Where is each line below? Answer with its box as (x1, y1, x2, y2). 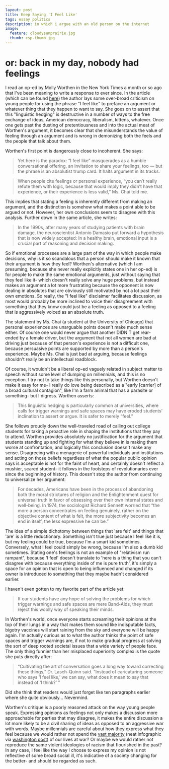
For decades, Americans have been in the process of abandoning (17, 486, 153, 492)
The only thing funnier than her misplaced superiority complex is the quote (5, 648, 160, 654)
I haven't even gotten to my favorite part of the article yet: (5, 586, 125, 592)
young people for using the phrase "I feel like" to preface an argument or (5, 100, 156, 106)
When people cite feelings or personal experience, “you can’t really (17, 178, 157, 184)
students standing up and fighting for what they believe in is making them (5, 439, 157, 445)
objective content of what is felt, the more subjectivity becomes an (17, 513, 156, 519)
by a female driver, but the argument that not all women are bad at (19, 334, 157, 340)
